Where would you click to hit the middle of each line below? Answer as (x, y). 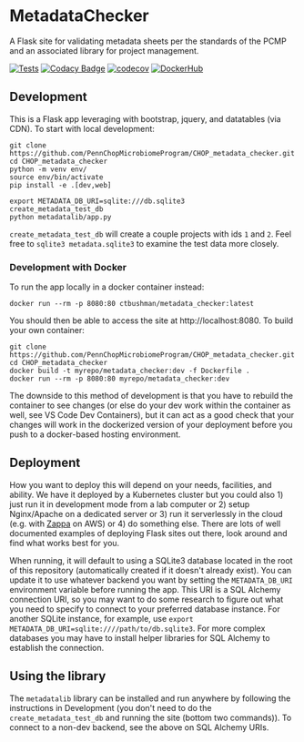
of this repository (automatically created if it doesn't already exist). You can (151, 570)
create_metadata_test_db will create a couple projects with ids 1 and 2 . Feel (151, 234)
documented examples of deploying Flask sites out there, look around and (148, 533)
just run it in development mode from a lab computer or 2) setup (130, 504)
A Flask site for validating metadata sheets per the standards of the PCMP (148, 41)
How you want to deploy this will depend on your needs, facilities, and (141, 484)
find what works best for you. (65, 543)
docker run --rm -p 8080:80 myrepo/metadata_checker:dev (120, 379)
